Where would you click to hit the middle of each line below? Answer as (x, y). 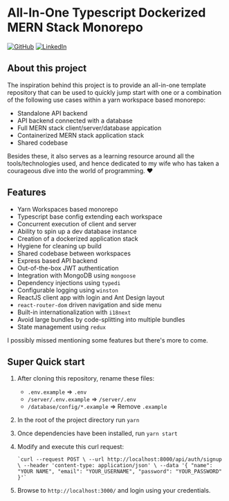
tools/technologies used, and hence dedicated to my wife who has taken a (113, 163)
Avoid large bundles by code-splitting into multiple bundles (101, 319)
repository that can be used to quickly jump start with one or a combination (114, 92)
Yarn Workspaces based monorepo (68, 209)
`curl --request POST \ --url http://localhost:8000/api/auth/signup (120, 459)
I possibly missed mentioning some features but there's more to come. (108, 340)
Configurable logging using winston (68, 290)
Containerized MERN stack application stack (81, 135)
